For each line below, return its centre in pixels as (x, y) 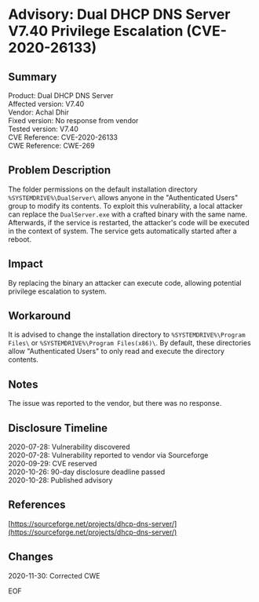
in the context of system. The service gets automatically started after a (122, 231)
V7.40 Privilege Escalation (96, 31)
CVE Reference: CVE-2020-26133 (63, 137)
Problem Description (60, 170)
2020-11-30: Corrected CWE (54, 575)
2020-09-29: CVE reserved (53, 464)
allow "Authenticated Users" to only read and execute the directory (117, 352)
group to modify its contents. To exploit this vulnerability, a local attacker (126, 206)
